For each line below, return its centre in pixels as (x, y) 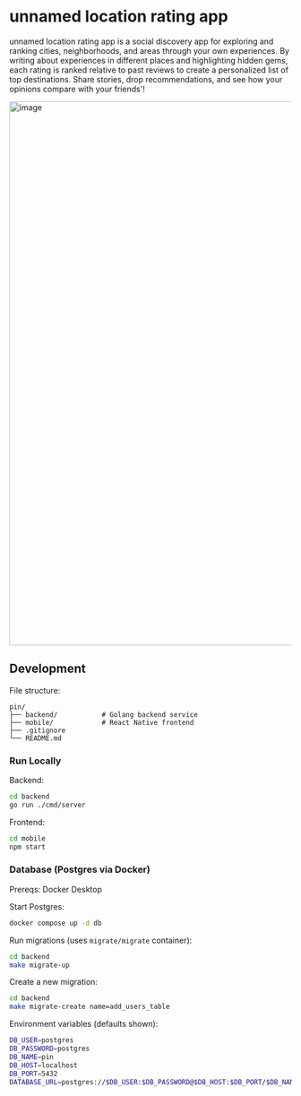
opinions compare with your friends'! (77, 89)
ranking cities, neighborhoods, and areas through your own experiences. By (149, 50)
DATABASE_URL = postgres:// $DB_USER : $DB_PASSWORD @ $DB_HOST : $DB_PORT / (138, 1082)
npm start (28, 847)
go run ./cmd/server (48, 805)
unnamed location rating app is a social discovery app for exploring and (142, 41)
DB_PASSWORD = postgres (50, 1049)
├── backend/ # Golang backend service (104, 714)
